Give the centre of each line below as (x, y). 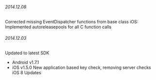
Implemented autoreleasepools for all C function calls (58, 27)
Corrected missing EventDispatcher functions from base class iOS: (72, 22)
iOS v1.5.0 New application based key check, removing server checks (81, 67)
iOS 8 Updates (26, 73)
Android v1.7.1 (25, 63)
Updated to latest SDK (27, 53)
